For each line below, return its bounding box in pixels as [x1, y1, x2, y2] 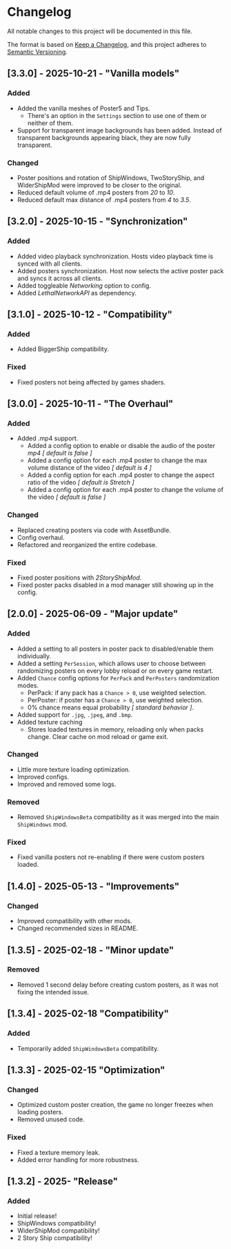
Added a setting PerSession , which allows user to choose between [17, 659, 206, 667]
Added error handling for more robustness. [17, 1155, 139, 1163]
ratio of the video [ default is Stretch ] [27, 478, 134, 486]
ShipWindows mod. [17, 820, 68, 829]
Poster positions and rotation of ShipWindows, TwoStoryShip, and [17, 173, 205, 181]
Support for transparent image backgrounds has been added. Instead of [17, 126, 222, 135]
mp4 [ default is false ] [27, 449, 92, 458]
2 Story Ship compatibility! [17, 1234, 93, 1242]
